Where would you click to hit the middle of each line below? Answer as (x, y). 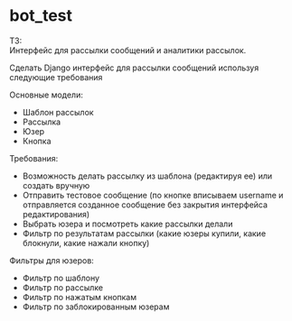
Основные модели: (46, 95)
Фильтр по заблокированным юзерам (96, 307)
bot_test (41, 16)
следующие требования (56, 77)
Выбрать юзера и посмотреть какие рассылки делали (127, 224)
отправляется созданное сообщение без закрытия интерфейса (145, 205)
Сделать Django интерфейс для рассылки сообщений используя (134, 68)
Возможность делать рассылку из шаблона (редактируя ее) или (147, 176)
